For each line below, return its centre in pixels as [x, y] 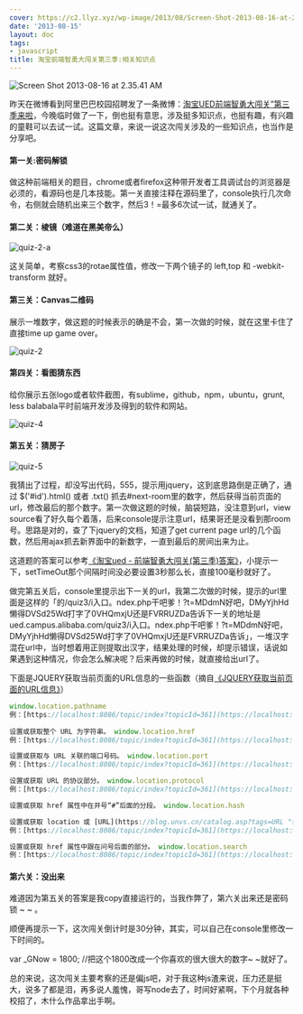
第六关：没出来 [37, 876]
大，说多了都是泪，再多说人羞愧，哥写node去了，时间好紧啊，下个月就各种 [149, 990]
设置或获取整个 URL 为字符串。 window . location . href [102, 731]
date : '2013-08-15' [46, 26]
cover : [22, 18]
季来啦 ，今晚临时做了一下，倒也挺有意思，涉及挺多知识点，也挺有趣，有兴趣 [151, 115]
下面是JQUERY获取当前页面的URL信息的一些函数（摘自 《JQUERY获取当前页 [151, 678]
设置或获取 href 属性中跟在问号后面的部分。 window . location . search [129, 847]
